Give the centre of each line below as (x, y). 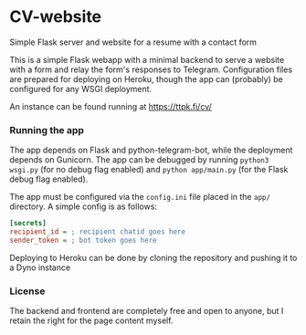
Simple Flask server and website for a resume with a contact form (133, 42)
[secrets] (28, 224)
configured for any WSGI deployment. (81, 89)
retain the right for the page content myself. (91, 320)
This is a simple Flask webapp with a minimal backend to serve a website (147, 59)
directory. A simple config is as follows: (84, 206)
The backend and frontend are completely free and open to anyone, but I (147, 311)
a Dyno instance (40, 267)
